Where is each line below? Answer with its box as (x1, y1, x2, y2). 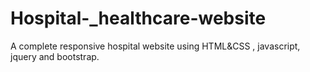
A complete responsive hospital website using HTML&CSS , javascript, (10, 40, 301, 52)
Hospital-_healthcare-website (10, 7, 267, 30)
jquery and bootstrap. (10, 50, 100, 62)
